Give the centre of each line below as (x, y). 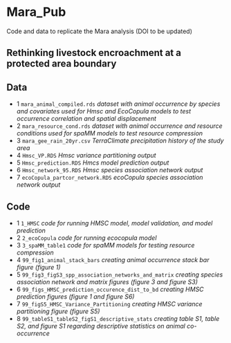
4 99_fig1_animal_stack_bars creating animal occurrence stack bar (113, 259)
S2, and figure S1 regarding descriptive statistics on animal (101, 326)
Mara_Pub (36, 12)
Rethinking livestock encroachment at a (94, 53)
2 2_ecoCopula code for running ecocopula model (86, 238)
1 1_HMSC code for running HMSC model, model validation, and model (114, 223)
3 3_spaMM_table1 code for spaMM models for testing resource (105, 245)
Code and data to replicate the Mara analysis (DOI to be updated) (100, 31)
